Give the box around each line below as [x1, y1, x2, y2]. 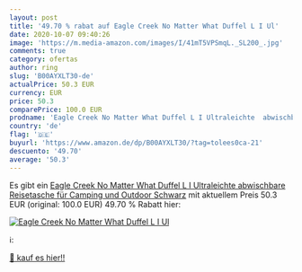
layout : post [9, 13, 58, 22]
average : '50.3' [9, 154, 70, 164]
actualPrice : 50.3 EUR [9, 80, 94, 89]
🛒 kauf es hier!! [9, 252, 66, 263]
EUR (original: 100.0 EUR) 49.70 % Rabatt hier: [9, 198, 182, 209]
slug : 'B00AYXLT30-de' [9, 72, 94, 81]
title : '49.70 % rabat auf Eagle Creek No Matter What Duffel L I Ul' [9, 22, 280, 31]
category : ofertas [9, 55, 78, 64]
